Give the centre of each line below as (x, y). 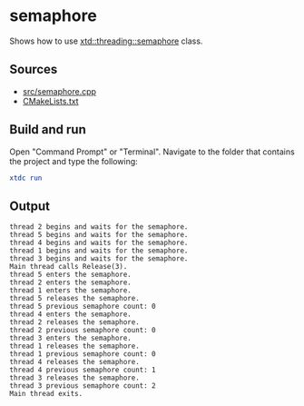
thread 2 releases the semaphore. (75, 322)
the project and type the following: (74, 161)
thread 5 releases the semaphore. (75, 299)
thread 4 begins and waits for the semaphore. (99, 243)
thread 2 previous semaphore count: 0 (83, 331)
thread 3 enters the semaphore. (70, 338)
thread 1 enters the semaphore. (70, 291)
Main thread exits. (46, 394)
